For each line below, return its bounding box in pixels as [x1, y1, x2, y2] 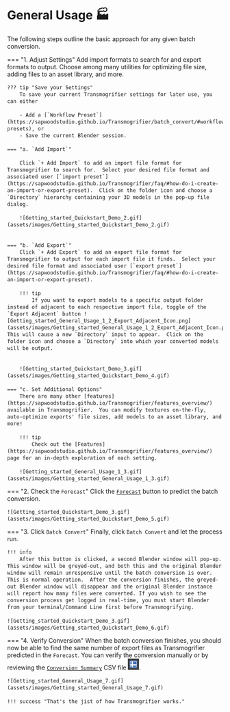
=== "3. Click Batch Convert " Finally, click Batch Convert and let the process [7, 527, 222, 536]
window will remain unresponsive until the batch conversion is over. [7, 569, 213, 576]
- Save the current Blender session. [19, 132, 127, 139]
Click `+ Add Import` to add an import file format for [19, 159, 183, 167]
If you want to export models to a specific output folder [31, 296, 204, 304]
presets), [7, 125, 36, 132]
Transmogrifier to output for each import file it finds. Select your [7, 255, 216, 263]
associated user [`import [7, 173, 81, 180]
